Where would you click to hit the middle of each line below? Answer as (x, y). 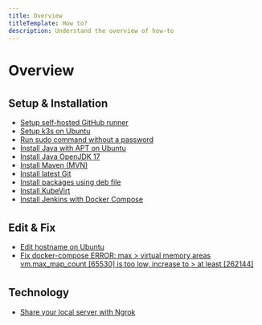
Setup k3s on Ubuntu (55, 131)
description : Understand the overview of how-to (91, 30)
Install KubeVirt (45, 190)
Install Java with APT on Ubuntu (73, 148)
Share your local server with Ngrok (78, 312)
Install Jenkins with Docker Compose (81, 199)
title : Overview (35, 16)
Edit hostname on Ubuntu (62, 247)
